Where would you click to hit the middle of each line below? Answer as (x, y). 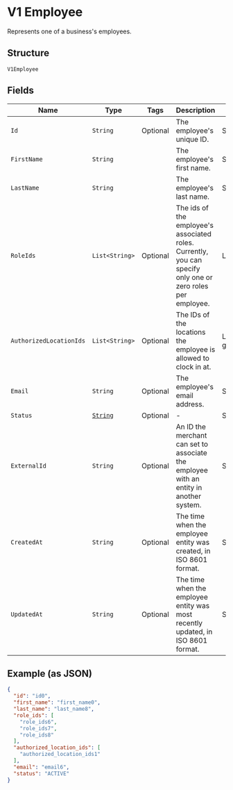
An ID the (191, 427)
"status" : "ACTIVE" (42, 773)
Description (196, 110)
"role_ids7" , (38, 728)
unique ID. (192, 139)
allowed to (193, 358)
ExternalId (28, 466)
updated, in (194, 632)
